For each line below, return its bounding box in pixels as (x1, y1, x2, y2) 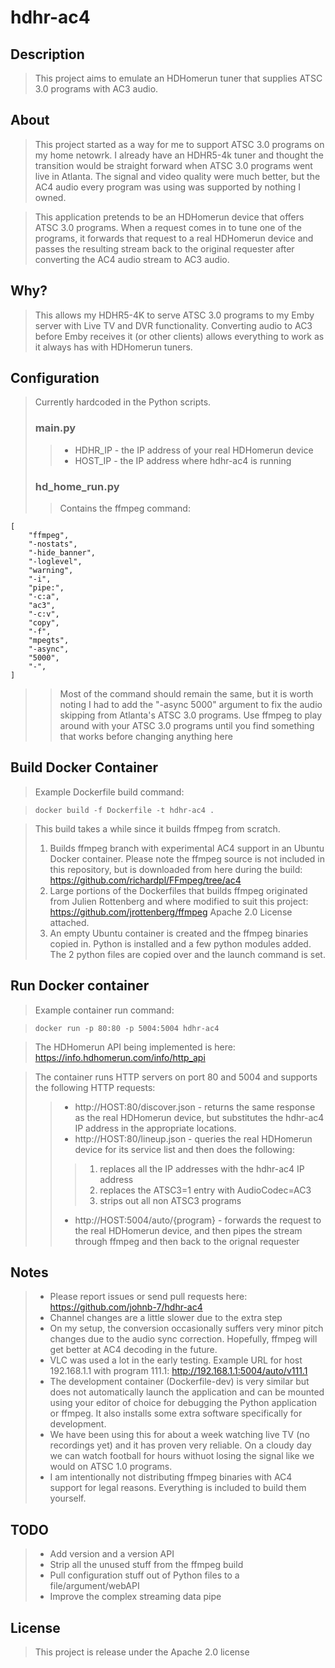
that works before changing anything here (59, 731, 233, 743)
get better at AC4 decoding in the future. (49, 1344, 218, 1356)
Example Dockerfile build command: (34, 786, 185, 798)
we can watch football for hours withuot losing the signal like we (49, 1450, 315, 1462)
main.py (34, 421, 77, 435)
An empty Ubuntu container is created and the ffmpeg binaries (49, 927, 309, 939)
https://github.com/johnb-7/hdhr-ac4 (49, 1301, 203, 1313)
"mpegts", (28, 636, 70, 646)
